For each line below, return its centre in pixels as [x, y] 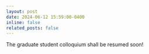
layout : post [22, 11]
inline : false [23, 22]
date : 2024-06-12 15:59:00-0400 [45, 17]
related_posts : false [32, 28]
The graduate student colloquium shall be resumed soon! [75, 45]
